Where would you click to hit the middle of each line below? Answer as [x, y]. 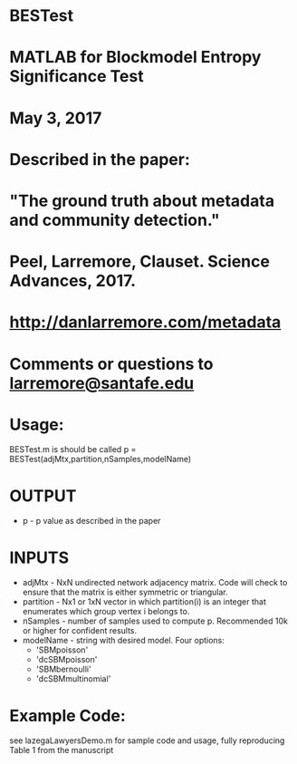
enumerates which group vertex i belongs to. [106, 612]
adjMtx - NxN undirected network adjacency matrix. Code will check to [155, 583]
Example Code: [68, 716]
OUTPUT [43, 496]
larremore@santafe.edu [102, 383]
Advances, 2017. [73, 281]
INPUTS [39, 557]
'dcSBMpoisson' [67, 660]
